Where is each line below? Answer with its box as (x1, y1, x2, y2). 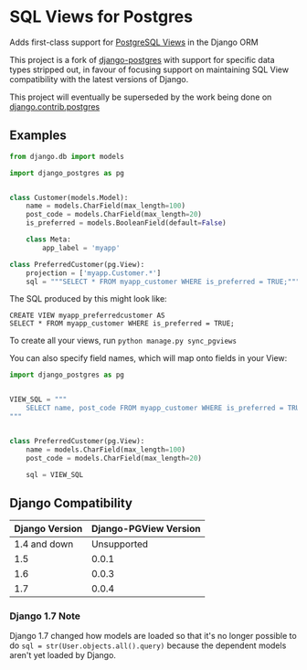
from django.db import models (9, 152, 125, 161)
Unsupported (90, 537, 149, 550)
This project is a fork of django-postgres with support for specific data (9, 54, 276, 65)
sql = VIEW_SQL (26, 470, 84, 479)
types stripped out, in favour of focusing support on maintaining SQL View (9, 64, 290, 75)
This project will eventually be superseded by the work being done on (9, 91, 272, 102)
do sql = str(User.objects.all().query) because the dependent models (9, 640, 287, 651)
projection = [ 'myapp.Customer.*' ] (26, 268, 162, 278)
